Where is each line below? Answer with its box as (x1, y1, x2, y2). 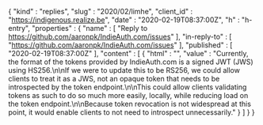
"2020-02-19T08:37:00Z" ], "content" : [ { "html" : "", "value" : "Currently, (8, 49, 249, 58)
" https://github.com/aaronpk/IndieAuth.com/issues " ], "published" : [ (8, 40, 233, 50)
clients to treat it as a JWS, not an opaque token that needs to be (8, 74, 220, 83)
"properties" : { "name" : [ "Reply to (31, 24, 148, 32)
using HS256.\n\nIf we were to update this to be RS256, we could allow (8, 66, 240, 74)
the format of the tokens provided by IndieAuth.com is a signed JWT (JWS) (8, 57, 253, 66)
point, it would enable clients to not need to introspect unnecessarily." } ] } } (8, 108, 255, 117)
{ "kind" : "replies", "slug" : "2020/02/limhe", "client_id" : (8, 7, 193, 16)
